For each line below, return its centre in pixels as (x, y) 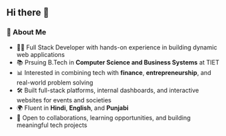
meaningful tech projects (52, 125)
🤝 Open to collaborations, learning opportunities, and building (103, 117)
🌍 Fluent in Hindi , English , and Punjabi (72, 108)
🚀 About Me (26, 32)
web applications (41, 54)
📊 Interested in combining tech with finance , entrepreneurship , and (114, 72)
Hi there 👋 (28, 13)
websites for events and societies (64, 100)
